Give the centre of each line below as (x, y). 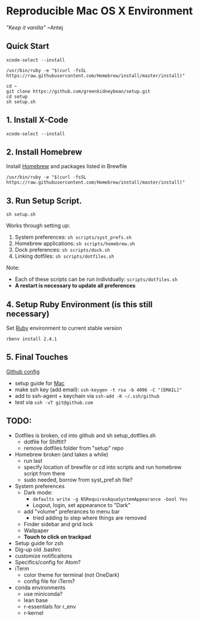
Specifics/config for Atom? (48, 562)
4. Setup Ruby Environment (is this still (80, 305)
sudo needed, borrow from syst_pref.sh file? (78, 480)
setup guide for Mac (40, 383)
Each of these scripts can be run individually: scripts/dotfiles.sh (96, 279)
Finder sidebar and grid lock (58, 524)
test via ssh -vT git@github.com (54, 402)
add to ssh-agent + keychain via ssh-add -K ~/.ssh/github (87, 396)
